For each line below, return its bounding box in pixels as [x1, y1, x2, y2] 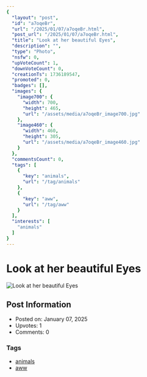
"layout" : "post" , [12, 15, 59, 21]
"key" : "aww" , [22, 196, 59, 202]
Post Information [6, 299, 71, 309]
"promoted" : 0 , [12, 77, 51, 83]
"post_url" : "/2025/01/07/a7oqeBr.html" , [12, 32, 119, 38]
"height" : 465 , [22, 105, 62, 111]
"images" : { [12, 88, 43, 94]
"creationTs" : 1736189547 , [12, 71, 81, 77]
